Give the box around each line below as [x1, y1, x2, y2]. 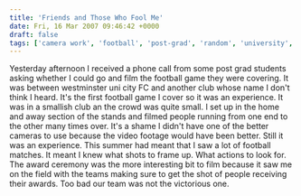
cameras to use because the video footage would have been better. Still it [9, 130, 284, 141]
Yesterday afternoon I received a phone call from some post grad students [9, 63, 287, 74]
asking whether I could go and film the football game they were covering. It [9, 73, 289, 84]
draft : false [9, 30, 59, 39]
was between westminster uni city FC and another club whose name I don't [9, 82, 291, 93]
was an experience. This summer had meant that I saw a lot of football [9, 140, 271, 151]
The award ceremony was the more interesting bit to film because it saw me [9, 159, 292, 170]
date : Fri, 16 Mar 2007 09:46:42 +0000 [9, 22, 160, 31]
